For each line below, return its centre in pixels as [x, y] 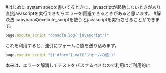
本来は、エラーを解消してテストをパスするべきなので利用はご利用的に [78, 65]
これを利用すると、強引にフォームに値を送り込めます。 [62, 45]
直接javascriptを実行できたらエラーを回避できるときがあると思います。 [79, 13]
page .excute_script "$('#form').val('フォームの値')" [60, 55]
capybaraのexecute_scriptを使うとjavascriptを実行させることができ [85, 20]
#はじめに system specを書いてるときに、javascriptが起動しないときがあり [83, 7]
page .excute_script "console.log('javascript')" [57, 35]
